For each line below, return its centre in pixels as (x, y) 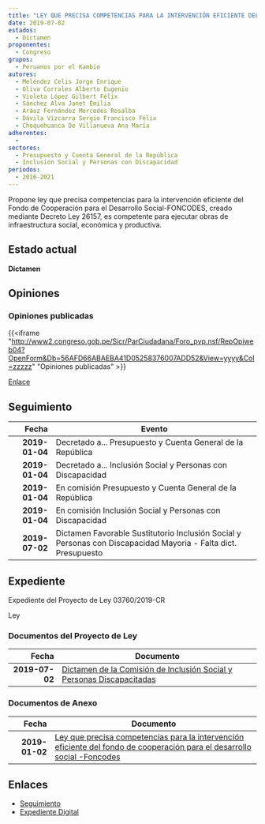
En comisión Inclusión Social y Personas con (138, 510)
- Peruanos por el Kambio (58, 67)
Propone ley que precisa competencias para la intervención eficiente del (126, 199)
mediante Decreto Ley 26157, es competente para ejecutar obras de (118, 216)
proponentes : (30, 45)
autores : (22, 74)
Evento (154, 429)
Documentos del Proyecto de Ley (73, 635)
